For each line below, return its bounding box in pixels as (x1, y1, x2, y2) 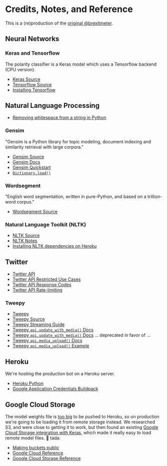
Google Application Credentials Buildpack (12, 386, 98, 392)
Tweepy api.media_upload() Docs (12, 338, 82, 344)
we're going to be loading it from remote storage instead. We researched (5, 419, 155, 425)
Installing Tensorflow (12, 87, 56, 93)
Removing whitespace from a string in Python (12, 114, 106, 121)
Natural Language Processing (5, 101, 100, 110)
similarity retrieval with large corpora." (5, 144, 84, 150)
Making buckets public (12, 445, 59, 451)
